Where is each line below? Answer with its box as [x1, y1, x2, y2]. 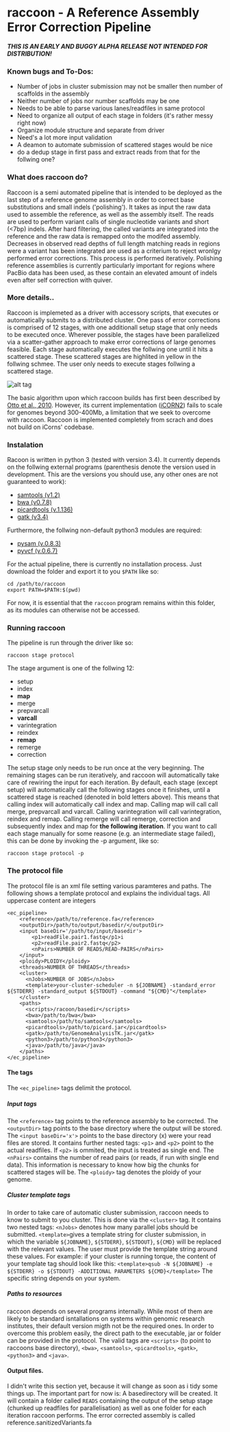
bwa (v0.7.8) [16, 498, 53, 507]
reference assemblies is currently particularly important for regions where [7, 261, 216, 269]
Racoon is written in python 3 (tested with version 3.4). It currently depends [7, 456, 221, 464]
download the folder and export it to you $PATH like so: [7, 567, 159, 575]
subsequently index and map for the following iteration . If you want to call [7, 822, 217, 830]
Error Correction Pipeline [7, 19, 152, 35]
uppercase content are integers [7, 896, 96, 905]
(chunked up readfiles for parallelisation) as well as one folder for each [7, 1404, 207, 1412]
